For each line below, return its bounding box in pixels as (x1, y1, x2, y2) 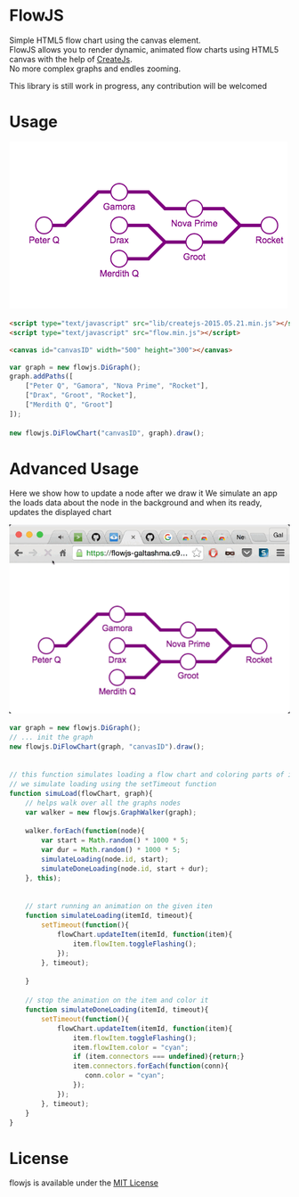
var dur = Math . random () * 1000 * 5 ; (41, 846, 181, 855)
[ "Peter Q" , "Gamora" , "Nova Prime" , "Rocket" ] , (25, 381, 209, 390)
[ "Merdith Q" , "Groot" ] (25, 400, 114, 409)
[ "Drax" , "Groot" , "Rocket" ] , (25, 391, 138, 400)
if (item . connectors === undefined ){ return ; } (72, 1053, 245, 1062)
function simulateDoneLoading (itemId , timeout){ (25, 1005, 209, 1014)
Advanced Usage (9, 458, 140, 479)
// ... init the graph (9, 733, 93, 742)
